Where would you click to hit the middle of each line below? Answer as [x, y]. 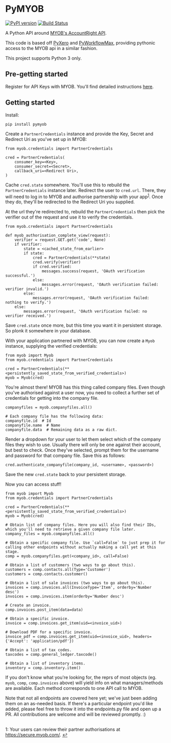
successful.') [20, 276]
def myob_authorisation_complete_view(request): [58, 235]
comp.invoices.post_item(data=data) [44, 610]
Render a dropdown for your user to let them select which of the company [83, 439]
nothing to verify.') [28, 303]
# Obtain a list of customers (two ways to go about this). [71, 565]
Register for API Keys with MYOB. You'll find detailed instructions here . [80, 86]
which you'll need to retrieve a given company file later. [71, 530]
